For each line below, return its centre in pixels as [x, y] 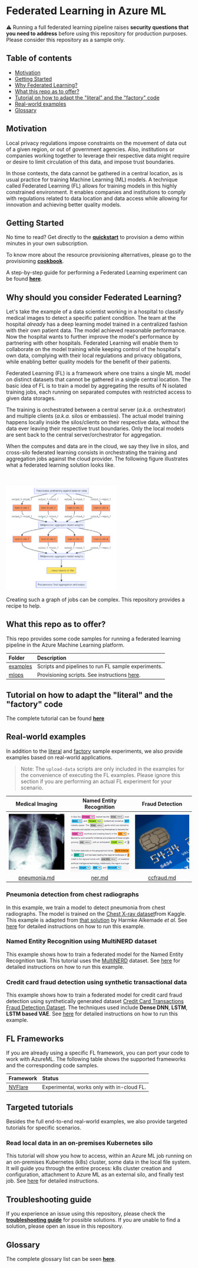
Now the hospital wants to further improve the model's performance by [93, 337]
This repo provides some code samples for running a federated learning [93, 638]
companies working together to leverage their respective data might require [98, 155]
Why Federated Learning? [46, 85]
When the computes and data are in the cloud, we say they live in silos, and [98, 446]
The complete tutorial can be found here [55, 718]
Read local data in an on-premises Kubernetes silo [80, 1143]
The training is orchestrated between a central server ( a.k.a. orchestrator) [96, 410]
